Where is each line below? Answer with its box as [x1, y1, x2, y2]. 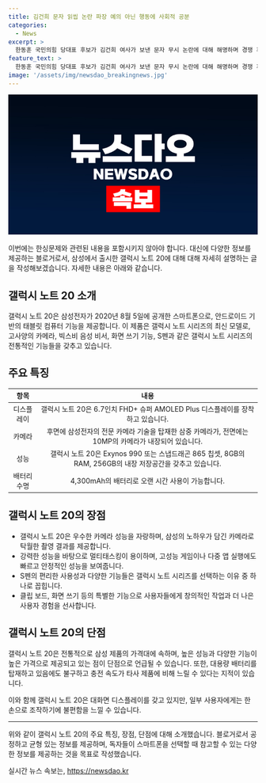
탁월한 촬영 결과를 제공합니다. [19, 541, 112, 550]
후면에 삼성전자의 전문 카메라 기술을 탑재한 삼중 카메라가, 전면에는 [46, 426, 249, 435]
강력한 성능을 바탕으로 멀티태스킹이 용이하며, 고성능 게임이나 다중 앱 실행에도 [19, 551, 257, 561]
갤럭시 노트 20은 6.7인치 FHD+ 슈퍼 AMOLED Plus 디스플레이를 [40, 404, 240, 413]
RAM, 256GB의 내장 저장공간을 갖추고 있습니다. [74, 459, 222, 469]
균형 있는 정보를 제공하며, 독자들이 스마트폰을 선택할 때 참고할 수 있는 [28, 739, 243, 748]
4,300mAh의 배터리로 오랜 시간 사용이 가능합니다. [70, 476, 226, 486]
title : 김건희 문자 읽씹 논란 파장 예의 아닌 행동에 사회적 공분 [8, 13, 190, 21]
